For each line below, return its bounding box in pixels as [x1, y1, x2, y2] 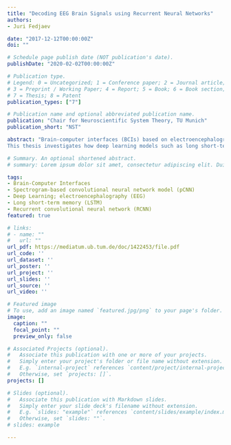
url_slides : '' [7, 276, 51, 283]
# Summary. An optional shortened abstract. [7, 155, 137, 162]
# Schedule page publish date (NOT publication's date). [7, 54, 174, 61]
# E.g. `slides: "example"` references [7, 409, 128, 416]
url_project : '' [7, 269, 54, 276]
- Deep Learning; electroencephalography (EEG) [7, 193, 146, 200]
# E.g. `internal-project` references [7, 365, 125, 371]
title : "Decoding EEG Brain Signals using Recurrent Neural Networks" [7, 10, 214, 17]
